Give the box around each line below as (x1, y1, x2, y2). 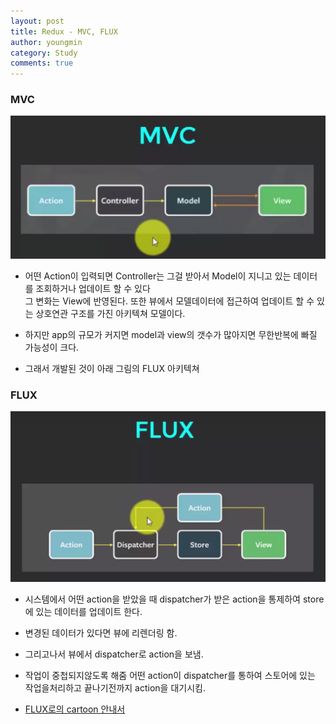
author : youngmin (10, 37, 83, 47)
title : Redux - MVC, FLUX (10, 26, 118, 37)
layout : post (10, 16, 65, 26)
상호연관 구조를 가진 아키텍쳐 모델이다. (35, 307, 186, 319)
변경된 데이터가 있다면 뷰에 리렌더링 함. (24, 627, 178, 639)
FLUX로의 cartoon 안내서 (24, 703, 126, 715)
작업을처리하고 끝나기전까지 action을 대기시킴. (24, 682, 206, 694)
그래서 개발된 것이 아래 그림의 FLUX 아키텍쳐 (24, 362, 200, 374)
